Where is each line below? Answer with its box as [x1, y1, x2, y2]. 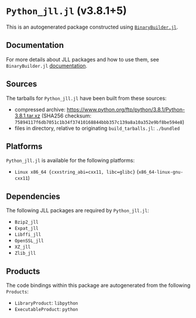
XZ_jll [14, 244, 31, 250]
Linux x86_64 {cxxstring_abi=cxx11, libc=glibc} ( [14, 168, 139, 175]
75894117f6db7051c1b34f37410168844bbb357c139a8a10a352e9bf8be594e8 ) [14, 118, 185, 125]
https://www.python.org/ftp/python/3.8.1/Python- [66, 106, 185, 113]
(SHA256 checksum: [42, 112, 92, 119]
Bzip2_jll [14, 219, 39, 226]
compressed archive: [14, 106, 66, 113]
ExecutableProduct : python [14, 306, 78, 312]
